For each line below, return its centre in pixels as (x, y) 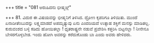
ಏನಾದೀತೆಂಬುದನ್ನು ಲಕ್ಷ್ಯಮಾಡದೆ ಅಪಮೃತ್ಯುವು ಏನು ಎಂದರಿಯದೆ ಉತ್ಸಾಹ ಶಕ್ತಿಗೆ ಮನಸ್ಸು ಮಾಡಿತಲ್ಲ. (78, 23)
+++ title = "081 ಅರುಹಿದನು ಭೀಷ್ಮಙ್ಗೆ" (38, 7)
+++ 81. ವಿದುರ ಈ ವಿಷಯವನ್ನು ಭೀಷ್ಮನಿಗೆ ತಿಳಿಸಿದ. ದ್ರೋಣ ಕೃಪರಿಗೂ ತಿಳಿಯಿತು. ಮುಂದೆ (71, 17)
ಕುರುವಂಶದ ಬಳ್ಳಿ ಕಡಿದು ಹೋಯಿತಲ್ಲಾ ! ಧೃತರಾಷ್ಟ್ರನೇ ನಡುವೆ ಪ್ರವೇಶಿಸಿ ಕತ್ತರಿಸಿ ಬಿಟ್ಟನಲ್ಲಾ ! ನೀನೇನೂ (77, 29)
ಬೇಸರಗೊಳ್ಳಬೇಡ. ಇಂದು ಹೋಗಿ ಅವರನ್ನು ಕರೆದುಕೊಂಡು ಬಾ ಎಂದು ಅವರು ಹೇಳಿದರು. (68, 34)
